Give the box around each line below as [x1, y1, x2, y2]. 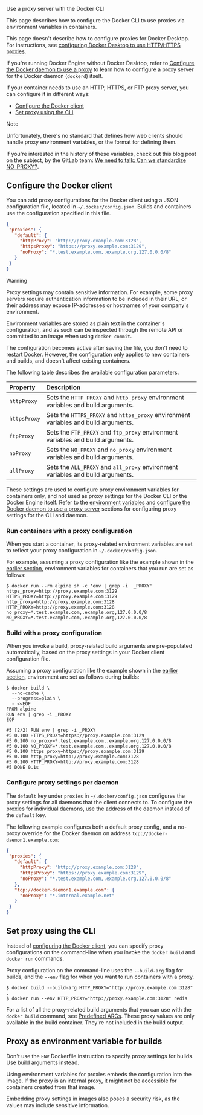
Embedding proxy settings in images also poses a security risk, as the [6, 1095, 180, 1102]
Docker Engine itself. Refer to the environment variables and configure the [6, 499, 191, 506]
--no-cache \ [11, 690, 45, 697]
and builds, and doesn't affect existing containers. [6, 357, 131, 364]
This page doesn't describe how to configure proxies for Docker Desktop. [6, 35, 190, 42]
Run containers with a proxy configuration [6, 526, 133, 535]
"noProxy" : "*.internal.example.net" [19, 893, 115, 899]
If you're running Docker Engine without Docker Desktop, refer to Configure [6, 60, 195, 66]
